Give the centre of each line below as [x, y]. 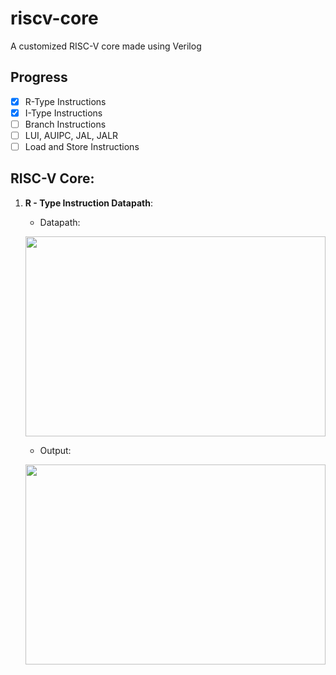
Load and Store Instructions [82, 146]
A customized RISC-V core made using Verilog [106, 46]
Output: [55, 450]
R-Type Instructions [65, 101]
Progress [39, 77]
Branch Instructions [65, 124]
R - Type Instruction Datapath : [88, 203]
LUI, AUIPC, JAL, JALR [71, 135]
